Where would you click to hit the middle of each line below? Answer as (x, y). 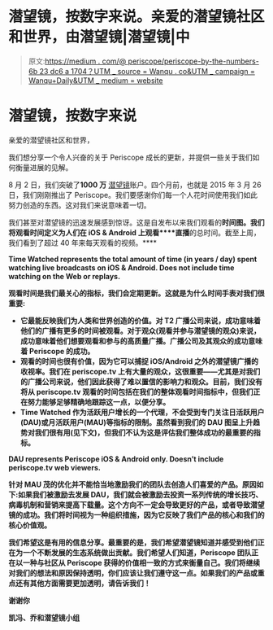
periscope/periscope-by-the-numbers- (194, 61)
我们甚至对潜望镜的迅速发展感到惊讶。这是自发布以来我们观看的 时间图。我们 (136, 222)
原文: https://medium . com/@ (77, 61)
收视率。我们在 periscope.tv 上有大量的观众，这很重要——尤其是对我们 (140, 371)
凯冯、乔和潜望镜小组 (44, 617)
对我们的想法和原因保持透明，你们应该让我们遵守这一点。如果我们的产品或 (133, 573)
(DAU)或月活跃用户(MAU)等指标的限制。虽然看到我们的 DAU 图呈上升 (136, 422)
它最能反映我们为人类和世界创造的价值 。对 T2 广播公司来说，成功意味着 (141, 320)
